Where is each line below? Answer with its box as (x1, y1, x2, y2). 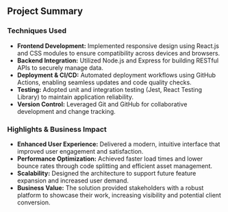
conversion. (16, 198, 51, 207)
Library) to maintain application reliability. (16, 93, 134, 101)
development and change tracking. (16, 107, 116, 115)
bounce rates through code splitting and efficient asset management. (16, 161, 212, 170)
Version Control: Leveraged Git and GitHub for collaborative (16, 99, 188, 108)
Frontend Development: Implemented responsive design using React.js (16, 41, 219, 50)
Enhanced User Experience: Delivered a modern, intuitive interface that (16, 140, 220, 148)
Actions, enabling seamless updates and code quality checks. (16, 78, 192, 86)
